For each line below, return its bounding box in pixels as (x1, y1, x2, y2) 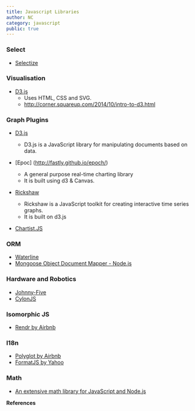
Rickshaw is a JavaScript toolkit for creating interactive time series (23, 200, 190, 208)
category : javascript (6, 20, 61, 26)
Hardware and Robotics (6, 275, 76, 283)
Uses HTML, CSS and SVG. (23, 94, 92, 101)
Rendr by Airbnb (14, 324, 56, 331)
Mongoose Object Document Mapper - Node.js (14, 260, 132, 267)
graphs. (23, 207, 43, 214)
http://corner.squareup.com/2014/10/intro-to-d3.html (23, 100, 155, 108)
